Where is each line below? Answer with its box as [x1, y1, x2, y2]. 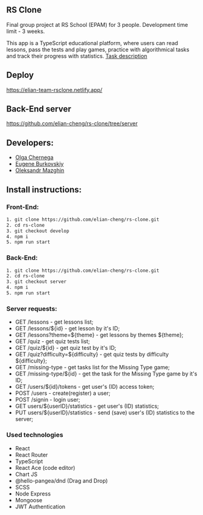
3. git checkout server [6, 279, 67, 285]
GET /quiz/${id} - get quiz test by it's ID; [15, 344, 117, 352]
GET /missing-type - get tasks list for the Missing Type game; [15, 364, 170, 371]
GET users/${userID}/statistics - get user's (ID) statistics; [15, 402, 159, 410]
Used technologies [6, 431, 63, 439]
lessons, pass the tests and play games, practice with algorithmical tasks [6, 46, 190, 53]
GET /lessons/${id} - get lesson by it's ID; [15, 325, 120, 332]
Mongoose [15, 496, 43, 503]
